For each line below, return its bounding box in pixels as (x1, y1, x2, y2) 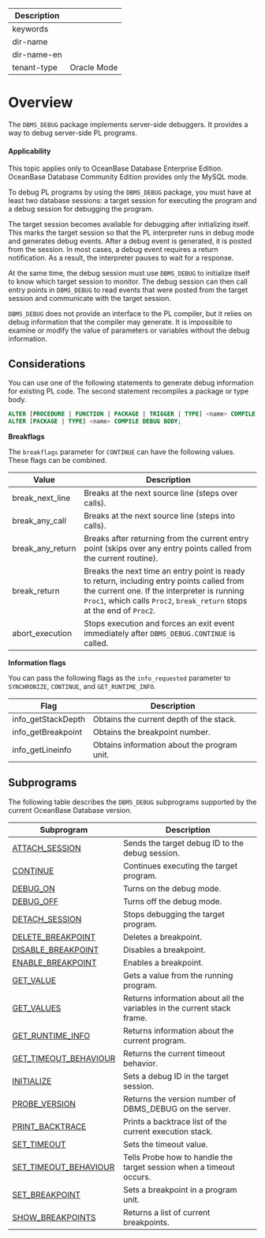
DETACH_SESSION (12, 913, 82, 924)
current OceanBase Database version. (8, 805, 132, 815)
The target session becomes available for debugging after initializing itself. (8, 220, 250, 229)
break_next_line (12, 492, 71, 503)
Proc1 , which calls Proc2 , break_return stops (84, 595, 248, 606)
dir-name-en (12, 49, 63, 60)
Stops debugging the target (123, 909, 225, 920)
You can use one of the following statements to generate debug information (8, 378, 254, 387)
